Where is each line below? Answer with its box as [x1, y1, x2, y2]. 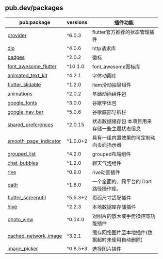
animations [7, 90, 33, 97]
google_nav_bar [7, 108, 44, 115]
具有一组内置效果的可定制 [92, 134, 151, 141]
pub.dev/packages [5, 4, 64, 12]
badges [7, 53, 25, 60]
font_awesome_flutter [7, 63, 57, 69]
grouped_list [7, 150, 36, 157]
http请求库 [92, 45, 116, 52]
